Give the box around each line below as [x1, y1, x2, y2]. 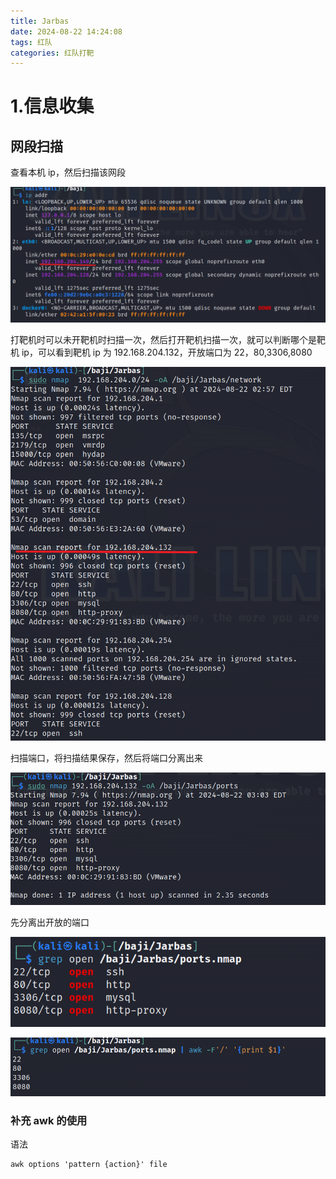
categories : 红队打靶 [10, 48, 95, 58]
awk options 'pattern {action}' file [10, 1160, 168, 1170]
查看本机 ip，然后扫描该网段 [10, 166, 126, 179]
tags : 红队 [10, 37, 53, 47]
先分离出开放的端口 [10, 916, 90, 928]
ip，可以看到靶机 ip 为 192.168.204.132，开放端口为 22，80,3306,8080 [21, 346, 313, 358]
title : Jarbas [10, 16, 70, 26]
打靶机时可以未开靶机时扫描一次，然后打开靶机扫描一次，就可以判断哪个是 [10, 333, 317, 345]
